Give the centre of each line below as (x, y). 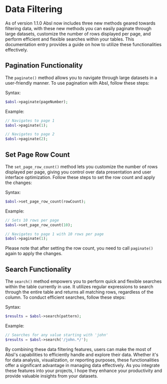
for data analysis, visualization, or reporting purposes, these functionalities (82, 360)
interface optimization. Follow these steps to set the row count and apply (80, 177)
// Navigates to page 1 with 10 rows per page (54, 234)
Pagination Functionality (44, 65)
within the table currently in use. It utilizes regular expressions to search (79, 287)
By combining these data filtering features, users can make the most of (78, 349)
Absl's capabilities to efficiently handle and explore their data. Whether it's (82, 354)
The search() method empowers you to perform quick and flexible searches (83, 281)
